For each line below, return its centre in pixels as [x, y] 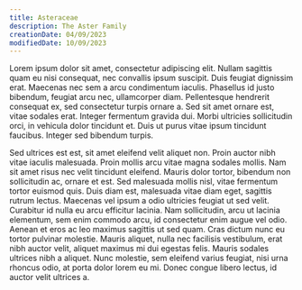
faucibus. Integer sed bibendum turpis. [82, 135]
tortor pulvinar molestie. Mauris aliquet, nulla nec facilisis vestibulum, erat [146, 239]
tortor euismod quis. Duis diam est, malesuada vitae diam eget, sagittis [141, 191]
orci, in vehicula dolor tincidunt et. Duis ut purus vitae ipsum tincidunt [138, 126]
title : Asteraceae [44, 18]
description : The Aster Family [68, 26]
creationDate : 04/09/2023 [58, 34]
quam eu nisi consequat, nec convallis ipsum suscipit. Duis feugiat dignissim [151, 78]
